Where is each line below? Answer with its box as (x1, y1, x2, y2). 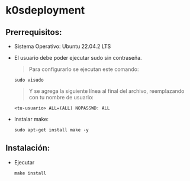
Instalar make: (14, 116, 49, 122)
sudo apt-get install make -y (14, 127, 89, 133)
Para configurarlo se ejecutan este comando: (28, 66, 139, 73)
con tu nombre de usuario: (28, 94, 94, 101)
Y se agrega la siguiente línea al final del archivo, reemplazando (28, 88, 185, 95)
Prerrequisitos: (5, 27, 63, 37)
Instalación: (5, 143, 50, 153)
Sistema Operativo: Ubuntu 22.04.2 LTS (14, 43, 111, 50)
